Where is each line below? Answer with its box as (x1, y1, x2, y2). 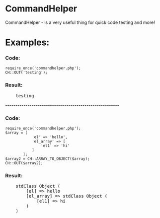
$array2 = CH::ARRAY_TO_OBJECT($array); (5, 156, 90, 161)
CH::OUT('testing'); (5, 70, 48, 75)
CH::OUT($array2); (5, 161, 43, 166)
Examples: (5, 37, 50, 48)
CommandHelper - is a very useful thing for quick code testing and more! (5, 19, 155, 25)
